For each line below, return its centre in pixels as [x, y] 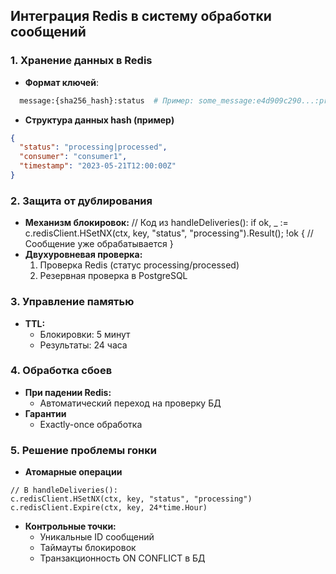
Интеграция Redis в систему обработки [141, 16]
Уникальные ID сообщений [97, 537]
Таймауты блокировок [88, 548]
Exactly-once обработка [91, 424]
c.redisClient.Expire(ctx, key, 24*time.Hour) [109, 508]
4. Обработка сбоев [61, 371]
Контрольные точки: [70, 526]
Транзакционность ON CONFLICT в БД [122, 558]
